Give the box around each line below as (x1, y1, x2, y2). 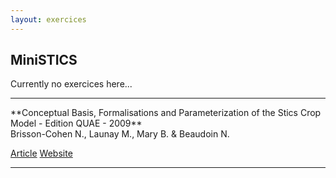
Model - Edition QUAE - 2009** (10, 117, 143, 130)
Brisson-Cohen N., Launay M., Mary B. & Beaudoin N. (10, 128, 230, 140)
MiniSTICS (10, 52, 78, 69)
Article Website (10, 147, 73, 160)
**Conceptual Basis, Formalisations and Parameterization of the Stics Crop (10, 107, 322, 119)
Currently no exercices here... (10, 78, 133, 90)
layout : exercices (10, 14, 87, 25)
